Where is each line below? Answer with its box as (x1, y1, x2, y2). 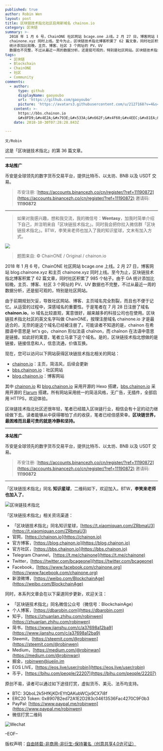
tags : (5, 52, 16, 57)
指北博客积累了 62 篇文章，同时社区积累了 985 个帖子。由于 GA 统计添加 (5, 275, 150, 281)
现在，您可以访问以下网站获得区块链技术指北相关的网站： (5, 350, 120, 356)
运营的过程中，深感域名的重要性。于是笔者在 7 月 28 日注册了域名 (17, 304, 149, 310)
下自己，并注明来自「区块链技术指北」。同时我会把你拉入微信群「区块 (16, 221, 155, 227)
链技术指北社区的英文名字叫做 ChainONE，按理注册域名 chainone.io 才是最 (5, 316, 154, 322)
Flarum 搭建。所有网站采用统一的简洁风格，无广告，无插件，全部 (23, 389, 153, 395)
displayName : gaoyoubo (17, 93, 64, 98)
